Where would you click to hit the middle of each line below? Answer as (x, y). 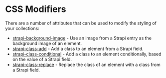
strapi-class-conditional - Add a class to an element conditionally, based (87, 54)
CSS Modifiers (36, 9)
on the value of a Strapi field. (42, 59)
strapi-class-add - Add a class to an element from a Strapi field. (78, 48)
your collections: (22, 28)
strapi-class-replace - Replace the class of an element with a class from (86, 64)
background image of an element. (47, 43)
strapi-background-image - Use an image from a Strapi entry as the (82, 38)
